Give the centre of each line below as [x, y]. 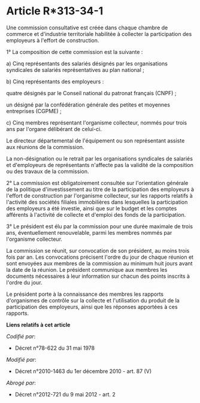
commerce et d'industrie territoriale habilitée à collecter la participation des [99, 34]
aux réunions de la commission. [45, 147]
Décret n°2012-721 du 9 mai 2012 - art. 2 [65, 394]
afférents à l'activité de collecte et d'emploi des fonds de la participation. [96, 214]
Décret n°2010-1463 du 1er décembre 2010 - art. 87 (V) [83, 371]
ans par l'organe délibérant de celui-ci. [54, 129]
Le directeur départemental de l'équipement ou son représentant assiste [96, 140]
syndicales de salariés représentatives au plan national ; [75, 69]
